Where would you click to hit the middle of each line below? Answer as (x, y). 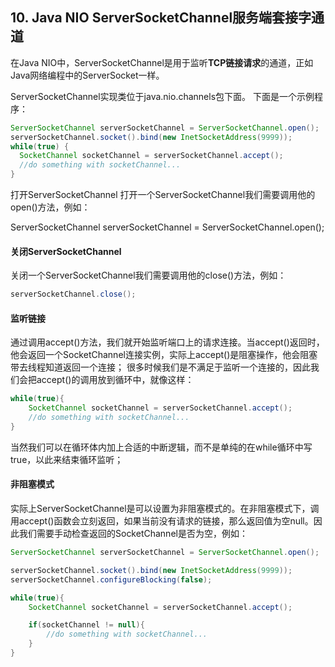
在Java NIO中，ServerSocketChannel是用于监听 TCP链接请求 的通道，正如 (162, 62)
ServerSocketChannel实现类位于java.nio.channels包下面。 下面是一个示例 (162, 96)
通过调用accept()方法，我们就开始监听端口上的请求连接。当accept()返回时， (167, 342)
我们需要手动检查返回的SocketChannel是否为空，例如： (133, 534)
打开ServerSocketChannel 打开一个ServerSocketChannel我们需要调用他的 (163, 195)
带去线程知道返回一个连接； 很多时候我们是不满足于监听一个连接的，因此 (160, 367)
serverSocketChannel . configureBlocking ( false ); (111, 579)
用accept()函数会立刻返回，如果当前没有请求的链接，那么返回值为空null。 (162, 521)
